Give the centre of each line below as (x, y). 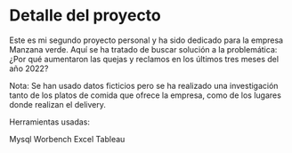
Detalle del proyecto (85, 16)
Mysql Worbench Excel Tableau (67, 139)
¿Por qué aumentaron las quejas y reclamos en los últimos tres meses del (144, 59)
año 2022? (29, 68)
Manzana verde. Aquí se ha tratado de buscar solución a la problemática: (143, 49)
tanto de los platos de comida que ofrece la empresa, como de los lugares (146, 95)
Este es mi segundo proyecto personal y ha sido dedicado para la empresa (146, 40)
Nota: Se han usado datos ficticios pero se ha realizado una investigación (144, 85)
